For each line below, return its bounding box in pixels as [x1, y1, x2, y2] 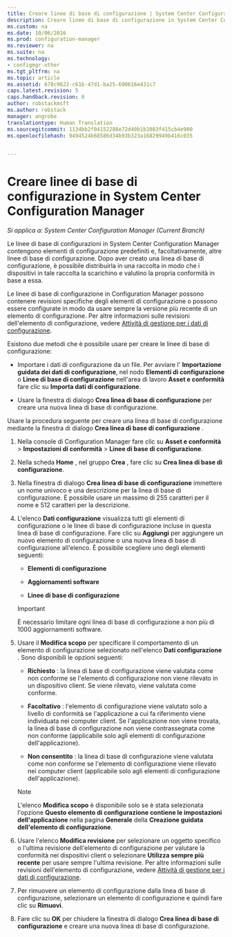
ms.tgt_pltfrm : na [7, 68, 60, 75]
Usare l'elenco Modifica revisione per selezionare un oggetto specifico [17, 837, 221, 845]
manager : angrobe [7, 113, 57, 120]
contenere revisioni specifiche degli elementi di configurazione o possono [7, 297, 217, 305]
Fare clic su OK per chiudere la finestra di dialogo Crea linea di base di [17, 915, 220, 923]
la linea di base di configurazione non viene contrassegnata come [27, 724, 215, 732]
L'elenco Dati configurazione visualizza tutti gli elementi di [17, 514, 185, 522]
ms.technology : [7, 55, 51, 62]
